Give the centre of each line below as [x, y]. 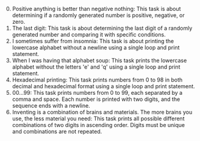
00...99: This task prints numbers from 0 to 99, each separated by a [97, 93]
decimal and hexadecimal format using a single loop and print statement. [103, 86]
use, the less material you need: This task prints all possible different [98, 119]
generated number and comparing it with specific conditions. [89, 35]
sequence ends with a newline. [51, 105]
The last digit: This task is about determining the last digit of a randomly [102, 28]
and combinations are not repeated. [57, 131]
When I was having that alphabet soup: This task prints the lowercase [99, 60]
